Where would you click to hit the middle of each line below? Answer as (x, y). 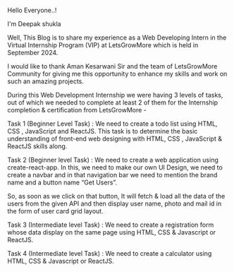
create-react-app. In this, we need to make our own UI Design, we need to (115, 167)
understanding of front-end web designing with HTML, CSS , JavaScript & (115, 138)
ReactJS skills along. (37, 146)
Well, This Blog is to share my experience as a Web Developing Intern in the (117, 37)
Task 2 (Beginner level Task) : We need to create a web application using (113, 160)
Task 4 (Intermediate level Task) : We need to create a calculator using (110, 253)
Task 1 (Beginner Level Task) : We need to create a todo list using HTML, (112, 124)
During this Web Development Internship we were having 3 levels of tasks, (115, 95)
